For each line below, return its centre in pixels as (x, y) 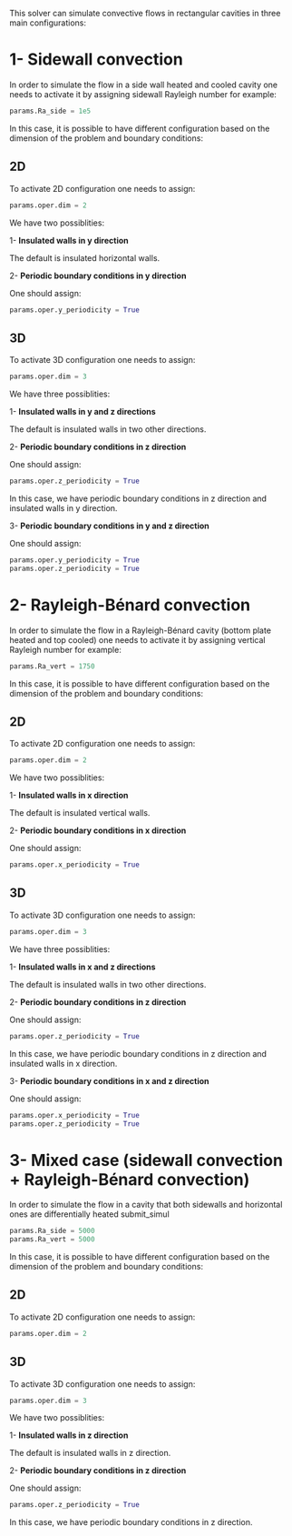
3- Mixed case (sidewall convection (146, 1160)
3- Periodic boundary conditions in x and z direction (109, 1080)
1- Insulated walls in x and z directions (83, 967)
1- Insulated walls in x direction (69, 796)
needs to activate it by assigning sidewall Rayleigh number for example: (143, 94)
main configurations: (48, 23)
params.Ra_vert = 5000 (52, 1240)
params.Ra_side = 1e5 (50, 111)
